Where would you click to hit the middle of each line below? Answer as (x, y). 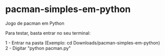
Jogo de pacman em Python (35, 23)
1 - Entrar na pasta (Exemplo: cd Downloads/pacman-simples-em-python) (83, 43)
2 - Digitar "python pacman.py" (38, 48)
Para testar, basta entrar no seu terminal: (48, 33)
